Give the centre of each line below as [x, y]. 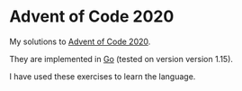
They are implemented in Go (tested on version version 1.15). [121, 59]
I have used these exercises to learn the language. [103, 76]
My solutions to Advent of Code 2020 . [80, 41]
